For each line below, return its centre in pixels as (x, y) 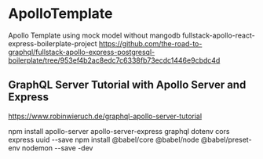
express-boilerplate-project (53, 43)
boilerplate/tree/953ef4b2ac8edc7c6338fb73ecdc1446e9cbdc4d (114, 60)
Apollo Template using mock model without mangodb (94, 35)
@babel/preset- (226, 139)
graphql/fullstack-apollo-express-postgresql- (82, 52)
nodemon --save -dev (58, 148)
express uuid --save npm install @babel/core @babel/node (104, 139)
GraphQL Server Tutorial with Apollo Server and (127, 85)
